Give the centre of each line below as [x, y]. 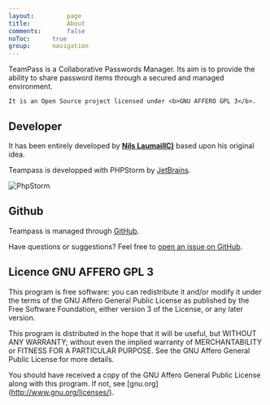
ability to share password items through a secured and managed [116, 78]
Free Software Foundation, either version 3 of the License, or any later [126, 308]
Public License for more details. [61, 359]
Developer [35, 126]
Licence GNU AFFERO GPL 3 [81, 272]
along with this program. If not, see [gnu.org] [83, 383]
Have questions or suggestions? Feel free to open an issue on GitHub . [126, 246]
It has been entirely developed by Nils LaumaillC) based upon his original [131, 145]
